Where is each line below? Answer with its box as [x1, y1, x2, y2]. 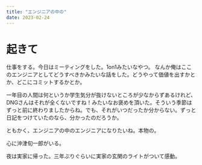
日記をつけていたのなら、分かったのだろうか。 [6, 114, 122, 121]
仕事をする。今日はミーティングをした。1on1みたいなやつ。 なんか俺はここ [6, 63, 192, 71]
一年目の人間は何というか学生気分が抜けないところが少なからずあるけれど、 [6, 91, 197, 99]
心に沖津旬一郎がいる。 [6, 140, 65, 147]
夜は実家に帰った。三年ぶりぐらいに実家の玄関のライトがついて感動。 [6, 152, 181, 160]
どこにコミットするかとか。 [16, 79, 86, 86]
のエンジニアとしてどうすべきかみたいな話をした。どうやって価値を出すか [6, 71, 191, 79]
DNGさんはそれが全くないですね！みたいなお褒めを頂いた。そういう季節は [6, 99, 192, 106]
